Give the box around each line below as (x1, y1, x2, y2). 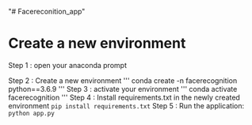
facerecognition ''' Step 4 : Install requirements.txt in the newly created (8, 93, 240, 102)
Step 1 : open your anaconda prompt (8, 60, 127, 70)
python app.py (8, 109, 55, 117)
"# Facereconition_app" (8, 7, 86, 16)
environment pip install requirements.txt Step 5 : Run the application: (8, 100, 245, 110)
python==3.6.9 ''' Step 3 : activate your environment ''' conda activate (8, 84, 238, 93)
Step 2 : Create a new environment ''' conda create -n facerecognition (8, 75, 238, 85)
